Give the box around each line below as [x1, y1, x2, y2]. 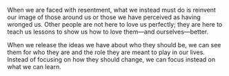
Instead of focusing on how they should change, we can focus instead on [7, 55, 216, 64]
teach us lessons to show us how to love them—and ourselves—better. [7, 27, 209, 36]
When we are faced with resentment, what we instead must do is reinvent [7, 6, 216, 14]
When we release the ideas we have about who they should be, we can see [7, 41, 221, 49]
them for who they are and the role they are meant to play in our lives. [7, 48, 206, 56]
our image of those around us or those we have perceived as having [7, 13, 201, 21]
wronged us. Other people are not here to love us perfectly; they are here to [7, 21, 223, 28]
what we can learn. [7, 63, 61, 71]
